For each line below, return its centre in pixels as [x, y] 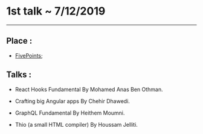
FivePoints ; [29, 55]
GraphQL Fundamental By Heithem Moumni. [70, 113]
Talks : [19, 75]
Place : [19, 41]
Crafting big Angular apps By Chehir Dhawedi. [72, 101]
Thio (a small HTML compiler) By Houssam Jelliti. [76, 124]
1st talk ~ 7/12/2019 [56, 11]
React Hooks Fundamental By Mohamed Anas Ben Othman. [89, 89]
